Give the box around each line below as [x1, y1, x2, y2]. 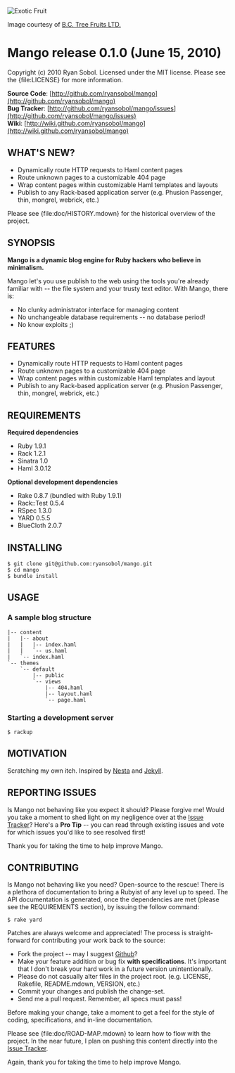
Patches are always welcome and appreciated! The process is [7, 929, 187, 937]
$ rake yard [7, 916, 42, 924]
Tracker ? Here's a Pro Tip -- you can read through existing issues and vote [7, 820, 224, 829]
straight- [188, 929, 213, 937]
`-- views [32, 678, 61, 685]
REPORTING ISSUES [7, 787, 97, 799]
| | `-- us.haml [7, 647, 68, 654]
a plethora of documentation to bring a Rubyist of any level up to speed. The [7, 888, 229, 897]
